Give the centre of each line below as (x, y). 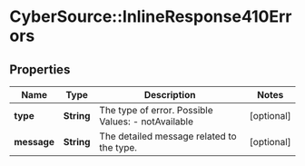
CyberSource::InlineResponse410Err (151, 17)
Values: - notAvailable (146, 122)
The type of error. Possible (156, 110)
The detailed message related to (168, 136)
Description (170, 95)
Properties (40, 69)
